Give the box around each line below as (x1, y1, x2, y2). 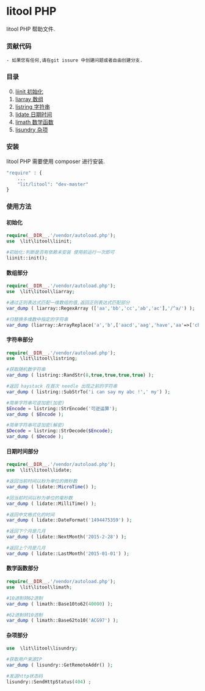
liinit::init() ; (6, 255, 48, 261)
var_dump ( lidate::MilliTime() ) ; (6, 501, 97, 507)
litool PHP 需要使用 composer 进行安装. (6, 157, 105, 165)
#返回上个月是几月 (6, 545, 46, 551)
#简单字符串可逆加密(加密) (6, 400, 65, 406)
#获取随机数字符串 (6, 366, 46, 373)
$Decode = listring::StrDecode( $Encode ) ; (6, 428, 113, 434)
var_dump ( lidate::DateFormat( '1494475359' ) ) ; (6, 517, 132, 523)
